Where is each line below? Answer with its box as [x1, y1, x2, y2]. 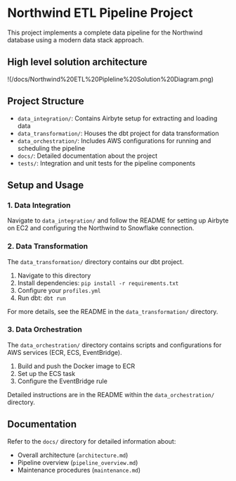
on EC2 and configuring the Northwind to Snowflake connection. [7, 224, 195, 232]
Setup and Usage [7, 179, 84, 191]
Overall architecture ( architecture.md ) [17, 451, 129, 459]
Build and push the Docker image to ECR [17, 361, 136, 370]
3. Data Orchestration [7, 325, 82, 335]
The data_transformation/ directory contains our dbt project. [7, 257, 184, 266]
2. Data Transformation [7, 242, 88, 251]
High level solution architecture [7, 56, 147, 68]
